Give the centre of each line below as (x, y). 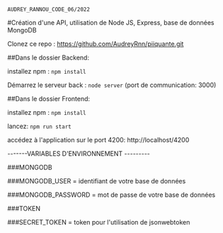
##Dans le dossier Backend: (48, 57)
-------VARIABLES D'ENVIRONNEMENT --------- (79, 154)
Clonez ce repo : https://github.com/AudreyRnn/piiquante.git (96, 44)
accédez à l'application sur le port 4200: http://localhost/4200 (98, 140)
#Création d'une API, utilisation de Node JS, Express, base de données (111, 23)
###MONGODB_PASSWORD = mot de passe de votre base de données (111, 195)
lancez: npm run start (40, 126)
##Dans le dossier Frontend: (49, 99)
